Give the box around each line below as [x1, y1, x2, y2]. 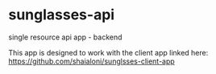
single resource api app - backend [8, 32, 123, 42]
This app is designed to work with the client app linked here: [8, 47, 209, 57]
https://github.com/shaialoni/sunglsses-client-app [8, 56, 175, 66]
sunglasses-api [8, 6, 115, 24]
